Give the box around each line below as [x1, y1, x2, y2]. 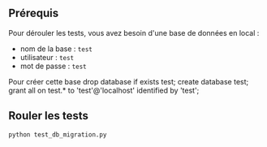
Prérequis [8, 6, 59, 20]
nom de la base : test [19, 44, 93, 54]
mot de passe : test [19, 61, 87, 71]
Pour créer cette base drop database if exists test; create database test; [8, 76, 249, 86]
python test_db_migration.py [8, 130, 107, 139]
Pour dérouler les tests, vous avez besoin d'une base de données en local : [8, 28, 260, 37]
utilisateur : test [19, 52, 75, 62]
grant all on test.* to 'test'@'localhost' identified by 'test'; [8, 85, 200, 95]
